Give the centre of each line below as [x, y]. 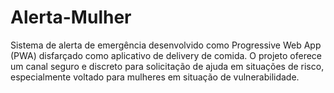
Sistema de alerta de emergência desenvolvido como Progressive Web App [166, 45]
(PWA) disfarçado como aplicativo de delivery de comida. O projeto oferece [166, 55]
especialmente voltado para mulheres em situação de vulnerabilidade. [155, 77]
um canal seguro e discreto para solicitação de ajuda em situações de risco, [167, 66]
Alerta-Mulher [71, 17]
